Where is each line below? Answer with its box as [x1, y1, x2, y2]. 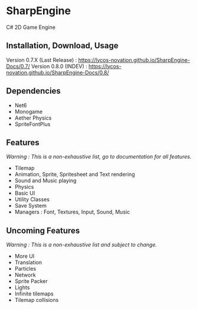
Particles [14, 265, 37, 272]
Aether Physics [14, 114, 52, 121]
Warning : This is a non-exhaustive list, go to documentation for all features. [6, 153, 192, 160]
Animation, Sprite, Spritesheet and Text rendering [14, 171, 135, 178]
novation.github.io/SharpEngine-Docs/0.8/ [6, 69, 109, 76]
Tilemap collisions [14, 297, 59, 304]
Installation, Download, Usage [6, 41, 119, 51]
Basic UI [14, 190, 35, 197]
